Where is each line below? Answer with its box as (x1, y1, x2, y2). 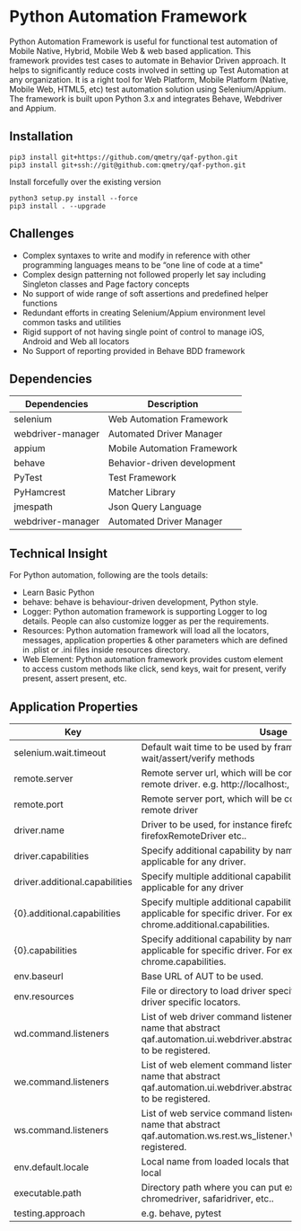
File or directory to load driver (141, 985, 266, 996)
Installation (9, 128, 73, 145)
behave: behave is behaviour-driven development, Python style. (21, 597, 259, 607)
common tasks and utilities (21, 316, 122, 327)
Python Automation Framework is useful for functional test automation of (9, 36, 278, 47)
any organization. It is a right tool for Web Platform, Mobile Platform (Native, (9, 74, 288, 84)
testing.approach (13, 1207, 86, 1219)
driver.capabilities (13, 850, 90, 862)
